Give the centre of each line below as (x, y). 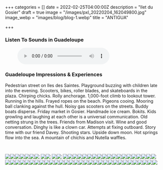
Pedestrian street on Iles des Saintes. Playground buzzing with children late (81, 85)
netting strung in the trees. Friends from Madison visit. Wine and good (76, 122)
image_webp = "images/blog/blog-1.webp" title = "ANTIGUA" (67, 17)
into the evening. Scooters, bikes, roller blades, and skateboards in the (76, 90)
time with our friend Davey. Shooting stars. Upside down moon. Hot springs (81, 132)
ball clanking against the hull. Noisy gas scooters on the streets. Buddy (77, 106)
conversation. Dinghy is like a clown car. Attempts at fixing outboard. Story (81, 127)
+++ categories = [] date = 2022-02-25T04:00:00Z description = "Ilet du (79, 7)
